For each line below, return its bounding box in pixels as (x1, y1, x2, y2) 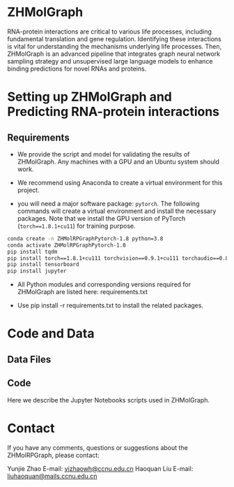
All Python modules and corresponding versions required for (17, 280, 192, 289)
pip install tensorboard (7, 261, 79, 268)
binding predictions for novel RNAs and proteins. (7, 64, 147, 73)
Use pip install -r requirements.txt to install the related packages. (17, 301, 204, 310)
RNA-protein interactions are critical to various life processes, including (7, 27, 212, 36)
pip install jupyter (7, 268, 68, 275)
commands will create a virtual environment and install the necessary (17, 207, 217, 215)
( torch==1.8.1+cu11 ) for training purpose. (17, 221, 136, 230)
